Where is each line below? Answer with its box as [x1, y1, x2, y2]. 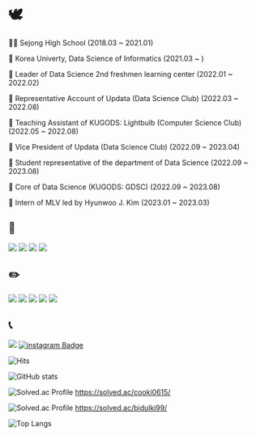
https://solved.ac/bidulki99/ [75, 403, 168, 413]
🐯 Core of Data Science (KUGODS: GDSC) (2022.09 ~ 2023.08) [8, 182, 221, 192]
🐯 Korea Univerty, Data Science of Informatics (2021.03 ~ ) [8, 53, 204, 63]
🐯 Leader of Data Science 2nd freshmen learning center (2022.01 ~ [8, 69, 233, 78]
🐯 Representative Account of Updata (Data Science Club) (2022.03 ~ [8, 93, 239, 103]
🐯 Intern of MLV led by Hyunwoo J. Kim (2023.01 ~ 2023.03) [8, 197, 211, 207]
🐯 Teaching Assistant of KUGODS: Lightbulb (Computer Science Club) [8, 117, 242, 127]
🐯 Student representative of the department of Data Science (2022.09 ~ [8, 158, 249, 167]
